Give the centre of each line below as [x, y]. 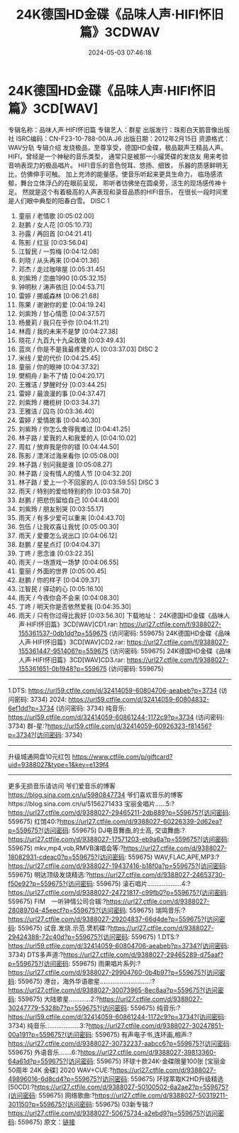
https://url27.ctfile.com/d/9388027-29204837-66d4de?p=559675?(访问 [113, 919]
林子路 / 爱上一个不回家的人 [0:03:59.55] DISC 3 [88, 482]
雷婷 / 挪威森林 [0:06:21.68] [59, 296]
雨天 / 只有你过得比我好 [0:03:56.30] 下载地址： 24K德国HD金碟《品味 [121, 615]
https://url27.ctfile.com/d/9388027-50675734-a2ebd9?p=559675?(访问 [113, 1113]
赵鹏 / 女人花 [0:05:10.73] [55, 224]
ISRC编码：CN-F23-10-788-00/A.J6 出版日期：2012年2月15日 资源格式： [123, 139]
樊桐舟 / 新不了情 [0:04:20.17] [61, 375]
